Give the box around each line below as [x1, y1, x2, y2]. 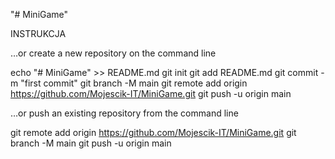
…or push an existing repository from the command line [10, 107, 239, 119]
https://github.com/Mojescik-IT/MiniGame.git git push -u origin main [10, 88, 292, 99]
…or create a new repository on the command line [10, 47, 217, 59]
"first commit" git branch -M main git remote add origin [20, 77, 248, 89]
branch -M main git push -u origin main [10, 137, 172, 149]
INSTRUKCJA [10, 28, 67, 39]
